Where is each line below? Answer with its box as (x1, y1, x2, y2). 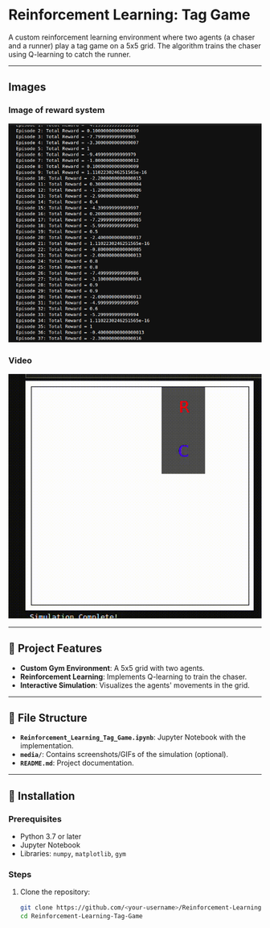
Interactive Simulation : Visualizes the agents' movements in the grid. (19, 680, 251, 690)
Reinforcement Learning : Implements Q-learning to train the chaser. (19, 672, 247, 681)
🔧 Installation (8, 789, 76, 803)
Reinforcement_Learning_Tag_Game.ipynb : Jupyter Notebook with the (19, 732, 247, 743)
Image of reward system (8, 105, 105, 116)
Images (8, 81, 47, 94)
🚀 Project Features (8, 642, 103, 655)
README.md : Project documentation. (19, 758, 134, 768)
